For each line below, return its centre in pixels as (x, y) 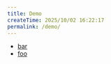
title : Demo (24, 14)
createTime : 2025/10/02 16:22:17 (56, 20)
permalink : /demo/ (34, 26)
